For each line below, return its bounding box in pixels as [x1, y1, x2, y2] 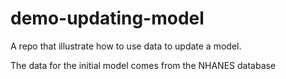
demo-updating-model [10, 7, 205, 30]
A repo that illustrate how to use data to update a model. [10, 40, 242, 52]
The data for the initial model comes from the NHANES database [10, 59, 277, 71]
